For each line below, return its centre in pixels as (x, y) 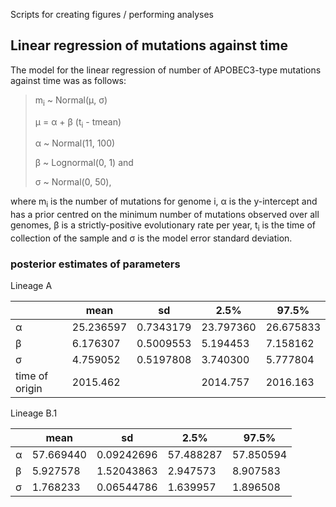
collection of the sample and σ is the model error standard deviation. (151, 238)
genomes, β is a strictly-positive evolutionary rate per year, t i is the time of (163, 226)
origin (29, 389)
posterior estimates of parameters (95, 264)
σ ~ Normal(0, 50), (73, 182)
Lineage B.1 (34, 413)
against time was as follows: (68, 80)
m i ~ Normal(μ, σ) (71, 101)
